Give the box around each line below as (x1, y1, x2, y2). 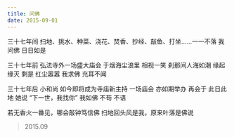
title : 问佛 (7, 10, 40, 18)
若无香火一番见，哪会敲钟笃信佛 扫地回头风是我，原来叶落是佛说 (7, 108, 194, 117)
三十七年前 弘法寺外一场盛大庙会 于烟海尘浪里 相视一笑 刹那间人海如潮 (7, 60, 212, 69)
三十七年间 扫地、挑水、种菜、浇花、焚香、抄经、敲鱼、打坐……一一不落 (7, 37, 217, 46)
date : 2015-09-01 (7, 17, 58, 24)
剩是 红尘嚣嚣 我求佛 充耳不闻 (20, 70, 107, 78)
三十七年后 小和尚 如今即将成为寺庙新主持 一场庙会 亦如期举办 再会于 (7, 84, 207, 93)
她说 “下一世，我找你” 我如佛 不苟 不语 (15, 93, 126, 102)
